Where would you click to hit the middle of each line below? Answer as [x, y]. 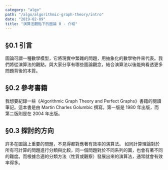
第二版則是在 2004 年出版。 [34, 113]
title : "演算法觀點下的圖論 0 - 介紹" [41, 24]
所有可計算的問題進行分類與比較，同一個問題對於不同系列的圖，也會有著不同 [84, 150]
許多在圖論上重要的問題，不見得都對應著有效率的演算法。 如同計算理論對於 [82, 143]
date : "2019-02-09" [25, 19]
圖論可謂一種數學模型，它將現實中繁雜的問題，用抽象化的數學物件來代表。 [82, 58]
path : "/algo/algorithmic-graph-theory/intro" [54, 14]
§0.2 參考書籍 [26, 88]
